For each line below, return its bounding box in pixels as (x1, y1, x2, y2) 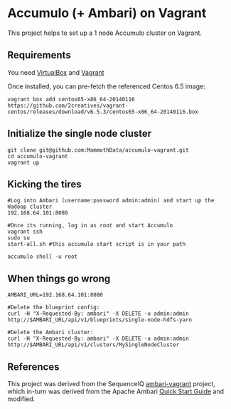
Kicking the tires (7, 178, 82, 190)
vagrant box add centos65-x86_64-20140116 (7, 95, 135, 103)
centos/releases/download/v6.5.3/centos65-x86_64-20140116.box (7, 108, 199, 115)
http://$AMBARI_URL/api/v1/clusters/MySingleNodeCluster (7, 341, 180, 348)
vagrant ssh (7, 228, 43, 236)
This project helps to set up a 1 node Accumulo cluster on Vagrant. (7, 29, 203, 37)
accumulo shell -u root (7, 253, 78, 261)
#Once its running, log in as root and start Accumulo (7, 222, 173, 229)
